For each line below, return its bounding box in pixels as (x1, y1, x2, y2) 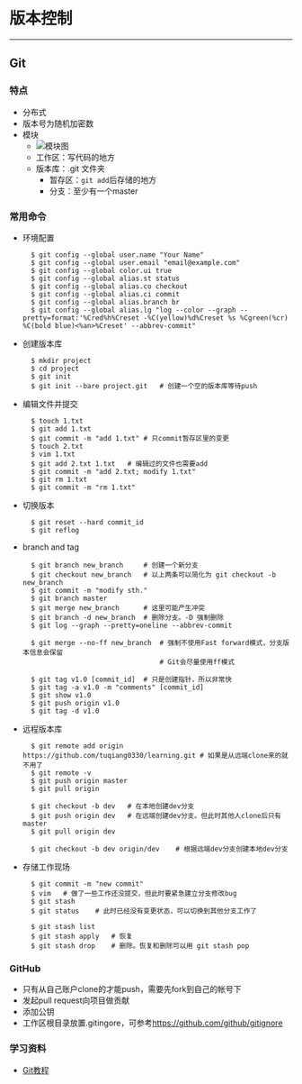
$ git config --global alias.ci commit (31, 289, 180, 298)
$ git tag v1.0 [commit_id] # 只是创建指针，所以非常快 (31, 675, 232, 684)
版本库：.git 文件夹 (35, 163, 106, 174)
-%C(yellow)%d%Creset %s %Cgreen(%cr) (143, 313, 289, 323)
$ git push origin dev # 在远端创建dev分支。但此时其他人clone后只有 (31, 811, 281, 820)
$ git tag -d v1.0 (31, 706, 100, 715)
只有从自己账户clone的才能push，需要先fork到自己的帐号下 (22, 984, 242, 995)
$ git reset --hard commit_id (31, 517, 144, 527)
